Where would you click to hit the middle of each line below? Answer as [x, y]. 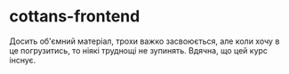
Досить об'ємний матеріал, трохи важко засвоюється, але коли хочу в [144, 41]
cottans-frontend [75, 16]
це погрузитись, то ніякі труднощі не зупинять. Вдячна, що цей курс [139, 50]
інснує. [23, 60]
